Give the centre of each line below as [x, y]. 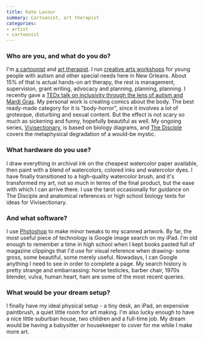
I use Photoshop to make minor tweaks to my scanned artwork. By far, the [99, 231]
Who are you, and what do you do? [58, 56]
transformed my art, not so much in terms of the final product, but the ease [100, 183]
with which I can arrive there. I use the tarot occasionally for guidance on [98, 189]
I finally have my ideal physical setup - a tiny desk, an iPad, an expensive [98, 306]
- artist [17, 29]
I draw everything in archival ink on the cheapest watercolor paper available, [102, 163]
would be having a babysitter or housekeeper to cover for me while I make [100, 325]
